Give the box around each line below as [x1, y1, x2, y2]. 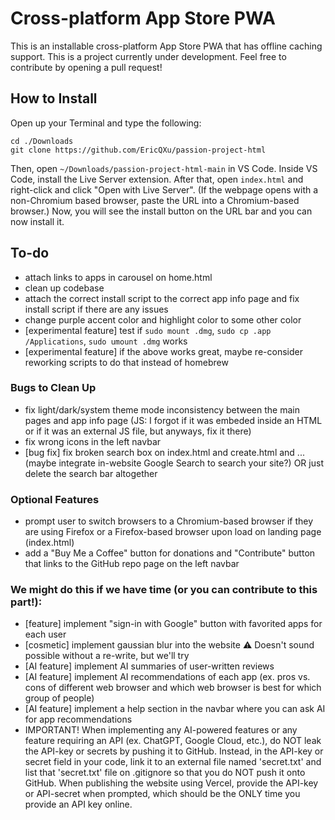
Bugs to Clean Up [10, 381, 97, 395]
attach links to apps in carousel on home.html [24, 271, 213, 283]
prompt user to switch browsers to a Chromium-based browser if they [24, 515, 314, 527]
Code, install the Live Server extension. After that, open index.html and [10, 173, 304, 185]
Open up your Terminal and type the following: [10, 117, 202, 129]
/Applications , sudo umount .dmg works [24, 335, 188, 347]
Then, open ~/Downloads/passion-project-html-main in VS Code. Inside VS [10, 162, 318, 174]
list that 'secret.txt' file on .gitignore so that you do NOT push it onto [24, 767, 306, 779]
